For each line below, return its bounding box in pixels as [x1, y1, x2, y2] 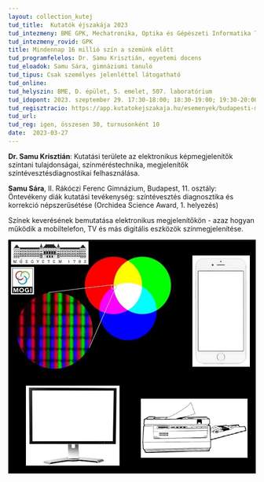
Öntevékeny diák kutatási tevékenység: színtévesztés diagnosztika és [8, 191, 234, 201]
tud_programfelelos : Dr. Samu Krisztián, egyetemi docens [8, 54, 202, 62]
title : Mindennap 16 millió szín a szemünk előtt [8, 46, 174, 54]
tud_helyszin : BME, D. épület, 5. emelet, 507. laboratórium [8, 87, 213, 95]
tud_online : [8, 79, 47, 87]
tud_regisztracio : [8, 104, 68, 112]
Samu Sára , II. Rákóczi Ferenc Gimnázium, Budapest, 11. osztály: [8, 184, 218, 193]
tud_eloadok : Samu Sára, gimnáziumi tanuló [8, 63, 153, 71]
